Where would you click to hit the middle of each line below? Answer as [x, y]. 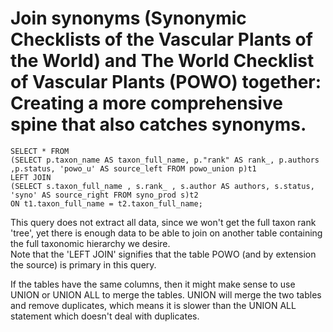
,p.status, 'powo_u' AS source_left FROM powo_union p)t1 [133, 168]
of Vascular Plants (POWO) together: [166, 82]
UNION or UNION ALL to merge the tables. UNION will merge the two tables [166, 294]
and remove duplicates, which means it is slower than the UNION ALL [153, 305]
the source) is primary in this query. [83, 264]
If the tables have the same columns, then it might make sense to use [153, 284]
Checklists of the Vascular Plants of [161, 39]
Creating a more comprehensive [146, 103]
